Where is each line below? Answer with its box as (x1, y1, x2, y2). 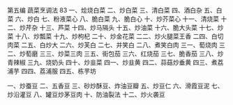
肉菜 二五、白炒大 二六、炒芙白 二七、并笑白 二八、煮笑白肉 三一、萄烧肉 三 (7, 41, 225, 49)
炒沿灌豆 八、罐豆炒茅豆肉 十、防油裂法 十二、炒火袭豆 (7, 90, 165, 99)
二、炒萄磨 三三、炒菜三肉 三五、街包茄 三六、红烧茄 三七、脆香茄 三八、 (7, 49, 218, 58)
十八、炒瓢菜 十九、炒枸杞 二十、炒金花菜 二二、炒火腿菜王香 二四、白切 (15, 32, 224, 40)
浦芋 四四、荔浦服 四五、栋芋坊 (7, 67, 96, 75)
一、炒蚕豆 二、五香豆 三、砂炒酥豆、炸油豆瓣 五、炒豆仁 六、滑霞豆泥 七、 (7, 82, 224, 90)
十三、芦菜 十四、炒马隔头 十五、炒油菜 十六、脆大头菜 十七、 (39, 24, 218, 31)
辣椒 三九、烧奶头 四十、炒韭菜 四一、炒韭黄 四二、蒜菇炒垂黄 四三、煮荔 (13, 58, 224, 66)
